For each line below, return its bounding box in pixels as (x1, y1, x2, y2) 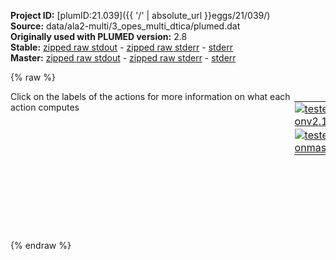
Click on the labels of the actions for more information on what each (10, 91, 291, 102)
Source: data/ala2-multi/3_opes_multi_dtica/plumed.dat (10, 20, 241, 32)
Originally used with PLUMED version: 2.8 (10, 31, 188, 42)
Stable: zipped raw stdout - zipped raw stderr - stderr (10, 41, 233, 53)
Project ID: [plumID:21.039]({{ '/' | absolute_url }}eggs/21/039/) (10, 10, 271, 21)
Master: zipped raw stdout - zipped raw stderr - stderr (10, 52, 237, 64)
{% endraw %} (10, 240, 72, 251)
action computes (10, 101, 80, 113)
